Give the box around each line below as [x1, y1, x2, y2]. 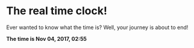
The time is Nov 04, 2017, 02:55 [6, 35, 87, 42]
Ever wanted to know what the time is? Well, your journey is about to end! [6, 24, 189, 31]
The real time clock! [6, 4, 107, 18]
